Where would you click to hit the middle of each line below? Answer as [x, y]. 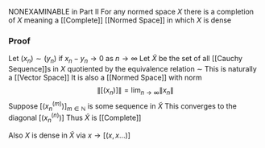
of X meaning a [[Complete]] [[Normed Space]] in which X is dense [120, 20]
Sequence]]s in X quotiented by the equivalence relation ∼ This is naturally [133, 69]
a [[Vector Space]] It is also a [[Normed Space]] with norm [106, 78]
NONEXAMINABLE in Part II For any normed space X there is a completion [131, 12]
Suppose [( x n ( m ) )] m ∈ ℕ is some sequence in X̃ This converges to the [123, 106]
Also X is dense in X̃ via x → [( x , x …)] [70, 135]
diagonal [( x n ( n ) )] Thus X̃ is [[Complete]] [75, 118]
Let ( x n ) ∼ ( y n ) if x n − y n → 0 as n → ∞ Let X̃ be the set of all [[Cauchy [126, 60]
